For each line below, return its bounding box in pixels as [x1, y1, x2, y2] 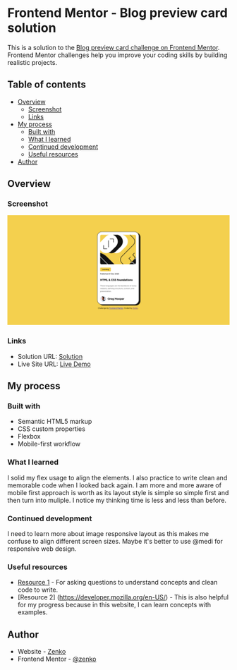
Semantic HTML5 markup [17, 418, 92, 426]
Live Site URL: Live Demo [17, 360, 91, 368]
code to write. [17, 585, 59, 594]
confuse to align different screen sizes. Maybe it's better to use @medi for [7, 537, 224, 546]
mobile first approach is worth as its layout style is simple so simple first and [7, 488, 229, 497]
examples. [17, 608, 48, 616]
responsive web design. [7, 544, 77, 553]
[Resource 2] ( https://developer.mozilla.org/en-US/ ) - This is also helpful [17, 593, 229, 602]
